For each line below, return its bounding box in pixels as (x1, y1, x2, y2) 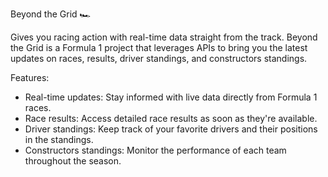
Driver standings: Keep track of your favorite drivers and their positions (24, 123, 318, 135)
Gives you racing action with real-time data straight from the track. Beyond (10, 31, 318, 43)
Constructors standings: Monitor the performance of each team (24, 144, 287, 156)
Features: (10, 72, 50, 83)
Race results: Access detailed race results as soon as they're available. (24, 113, 318, 124)
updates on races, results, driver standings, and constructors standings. (10, 53, 308, 64)
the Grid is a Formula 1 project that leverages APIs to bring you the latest (10, 42, 308, 53)
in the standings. (24, 134, 94, 145)
